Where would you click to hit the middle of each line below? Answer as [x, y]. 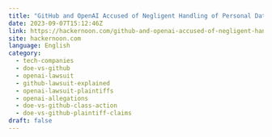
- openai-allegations [52, 98]
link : [17, 31]
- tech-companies [45, 61]
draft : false [30, 121]
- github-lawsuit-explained [63, 83]
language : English [39, 46]
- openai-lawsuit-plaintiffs [65, 91]
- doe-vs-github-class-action [66, 106]
